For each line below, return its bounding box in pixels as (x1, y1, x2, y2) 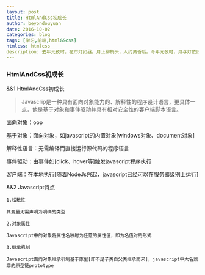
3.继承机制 (6, 244, 31, 251)
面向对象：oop (6, 119, 43, 126)
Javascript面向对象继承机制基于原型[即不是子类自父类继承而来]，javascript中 (6, 256, 185, 263)
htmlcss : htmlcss (6, 43, 51, 50)
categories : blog (6, 32, 51, 38)
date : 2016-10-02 (6, 26, 51, 32)
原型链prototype (15, 263, 54, 269)
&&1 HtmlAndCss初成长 (6, 85, 65, 92)
